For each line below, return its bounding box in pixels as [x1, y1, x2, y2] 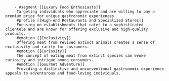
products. [5, 31, 26, 36]
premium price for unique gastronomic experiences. [5, 14, 116, 19]
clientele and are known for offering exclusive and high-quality [5, 27, 148, 32]
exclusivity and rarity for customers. [5, 44, 90, 49]
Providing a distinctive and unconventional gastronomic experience [16, 66, 164, 71]
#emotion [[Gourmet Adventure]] [16, 62, 85, 67]
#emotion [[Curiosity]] [16, 49, 67, 54]
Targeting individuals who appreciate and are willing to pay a [16, 9, 155, 14]
